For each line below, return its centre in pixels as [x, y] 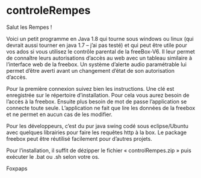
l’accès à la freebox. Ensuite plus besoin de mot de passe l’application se [97, 101]
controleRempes [48, 11]
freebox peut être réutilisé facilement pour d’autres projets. [79, 138]
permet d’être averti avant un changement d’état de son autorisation [91, 70]
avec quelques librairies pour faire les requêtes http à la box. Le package [97, 132]
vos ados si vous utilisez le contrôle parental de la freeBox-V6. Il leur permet [101, 51]
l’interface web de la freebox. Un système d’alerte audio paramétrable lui [96, 64]
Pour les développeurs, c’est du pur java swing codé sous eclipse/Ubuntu [97, 126]
